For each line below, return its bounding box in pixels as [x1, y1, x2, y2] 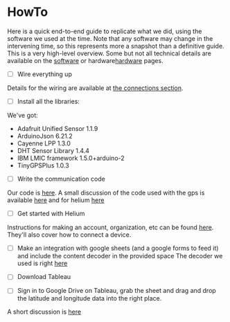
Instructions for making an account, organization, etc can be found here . [7, 223, 214, 232]
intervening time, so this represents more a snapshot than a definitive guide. [7, 42, 224, 50]
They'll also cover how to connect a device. [7, 231, 132, 239]
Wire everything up [17, 70, 73, 78]
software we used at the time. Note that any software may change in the [7, 34, 213, 42]
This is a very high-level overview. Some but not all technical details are [7, 49, 212, 57]
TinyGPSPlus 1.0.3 [17, 161, 69, 170]
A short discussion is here [7, 307, 82, 316]
